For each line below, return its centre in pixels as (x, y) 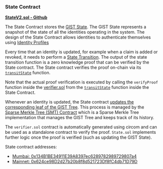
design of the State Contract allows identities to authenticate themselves (78, 37)
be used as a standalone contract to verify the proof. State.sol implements (81, 132)
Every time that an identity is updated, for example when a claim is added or (81, 52)
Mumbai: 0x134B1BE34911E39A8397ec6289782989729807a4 (74, 156)
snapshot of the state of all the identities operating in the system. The (75, 32)
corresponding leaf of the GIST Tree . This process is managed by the (75, 107)
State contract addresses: (31, 147)
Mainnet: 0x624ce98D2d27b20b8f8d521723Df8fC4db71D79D (75, 162)
